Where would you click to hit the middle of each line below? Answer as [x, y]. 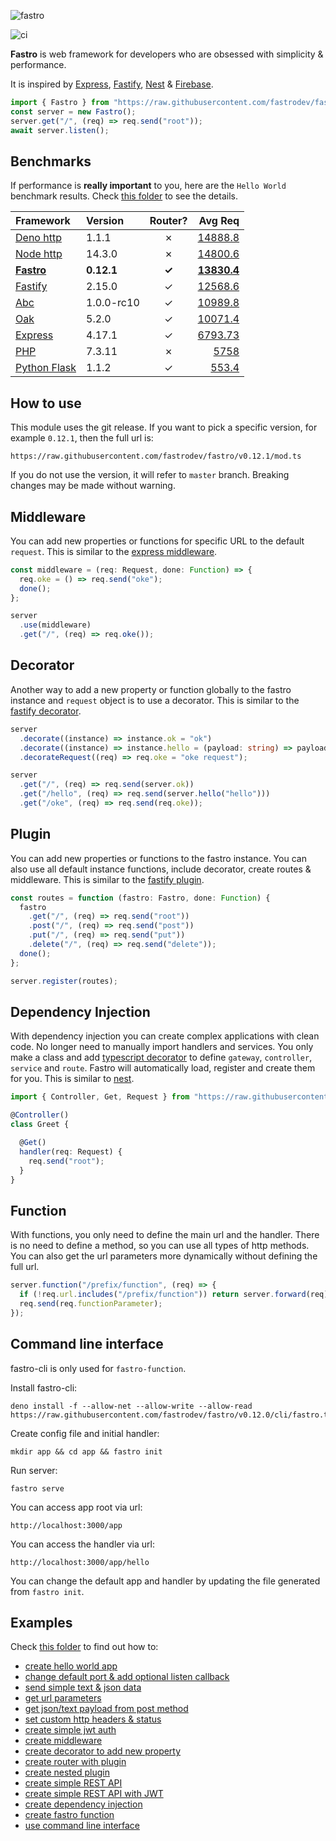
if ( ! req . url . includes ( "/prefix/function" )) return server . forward [163, 1295]
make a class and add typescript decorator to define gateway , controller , [161, 1057]
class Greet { [40, 1125]
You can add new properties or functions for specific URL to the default [157, 541]
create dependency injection [83, 1804]
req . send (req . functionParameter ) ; [91, 1303]
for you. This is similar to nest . [72, 1079]
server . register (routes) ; [64, 981]
